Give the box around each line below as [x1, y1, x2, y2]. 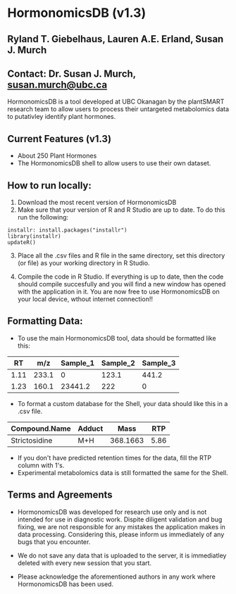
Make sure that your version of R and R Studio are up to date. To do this [17, 206, 225, 214]
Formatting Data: [7, 315, 83, 327]
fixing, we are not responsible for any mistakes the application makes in [17, 522, 225, 531]
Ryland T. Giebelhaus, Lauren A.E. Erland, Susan [7, 33, 224, 45]
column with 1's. [17, 461, 65, 469]
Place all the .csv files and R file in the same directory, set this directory [17, 251, 225, 260]
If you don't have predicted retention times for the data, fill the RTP [17, 453, 212, 462]
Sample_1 [61, 358, 95, 367]
